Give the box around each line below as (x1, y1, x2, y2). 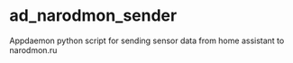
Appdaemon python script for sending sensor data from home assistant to (9, 35, 285, 46)
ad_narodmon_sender (9, 5, 178, 26)
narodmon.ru (9, 44, 58, 55)
